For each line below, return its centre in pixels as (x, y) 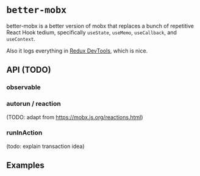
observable (23, 87)
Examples (25, 165)
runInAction (24, 133)
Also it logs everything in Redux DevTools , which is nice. (77, 51)
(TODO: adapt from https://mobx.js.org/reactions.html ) (75, 117)
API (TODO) (29, 70)
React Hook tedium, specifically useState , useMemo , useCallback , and (91, 32)
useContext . (21, 38)
